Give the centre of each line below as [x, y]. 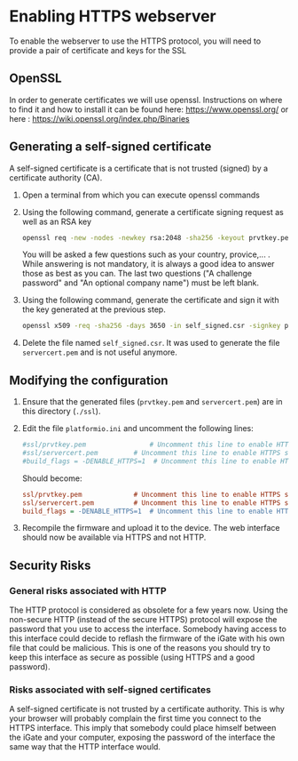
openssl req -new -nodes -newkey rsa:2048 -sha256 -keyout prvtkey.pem [157, 237]
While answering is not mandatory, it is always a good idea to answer [148, 264]
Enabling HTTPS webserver [113, 16]
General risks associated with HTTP [88, 590]
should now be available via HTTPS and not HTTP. [114, 537]
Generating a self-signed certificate [110, 147]
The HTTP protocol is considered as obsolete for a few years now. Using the [149, 610]
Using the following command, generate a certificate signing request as [153, 212]
